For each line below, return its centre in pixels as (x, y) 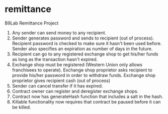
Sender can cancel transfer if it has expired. (57, 85)
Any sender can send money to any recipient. (59, 32)
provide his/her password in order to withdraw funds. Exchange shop (84, 75)
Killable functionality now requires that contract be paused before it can (86, 101)
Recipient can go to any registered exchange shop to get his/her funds (85, 54)
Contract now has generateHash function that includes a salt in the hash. (88, 96)
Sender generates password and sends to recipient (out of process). (83, 38)
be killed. (21, 107)
